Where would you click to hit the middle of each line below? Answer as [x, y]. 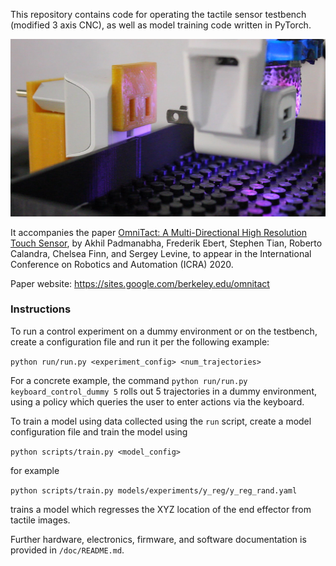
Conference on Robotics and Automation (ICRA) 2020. [122, 264]
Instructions [41, 309]
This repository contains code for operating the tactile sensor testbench [158, 14]
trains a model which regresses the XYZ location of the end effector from [161, 509]
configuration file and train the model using [99, 431]
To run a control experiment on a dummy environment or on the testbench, [164, 331]
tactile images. [40, 520]
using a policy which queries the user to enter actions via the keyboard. [157, 401]
